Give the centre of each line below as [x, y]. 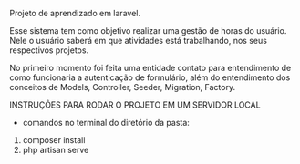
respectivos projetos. [49, 50]
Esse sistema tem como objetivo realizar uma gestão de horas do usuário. [148, 31]
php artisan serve [56, 150]
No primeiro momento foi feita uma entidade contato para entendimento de [150, 68]
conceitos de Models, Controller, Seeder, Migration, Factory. [122, 87]
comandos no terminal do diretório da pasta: [106, 123]
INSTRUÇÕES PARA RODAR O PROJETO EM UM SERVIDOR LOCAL [135, 105]
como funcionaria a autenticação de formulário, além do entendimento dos [150, 77]
